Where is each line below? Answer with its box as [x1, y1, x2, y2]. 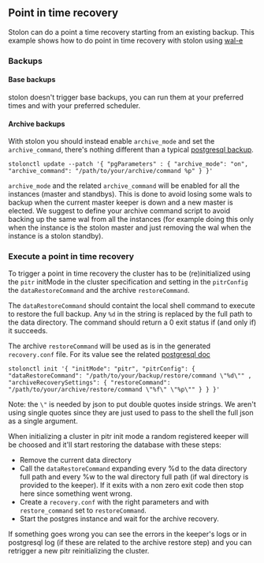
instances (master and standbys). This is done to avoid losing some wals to [8, 190, 252, 199]
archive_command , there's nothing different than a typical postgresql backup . [8, 145, 254, 155]
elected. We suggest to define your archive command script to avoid [8, 206, 231, 216]
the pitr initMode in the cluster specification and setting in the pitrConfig [8, 277, 248, 287]
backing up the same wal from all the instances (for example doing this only [8, 215, 254, 224]
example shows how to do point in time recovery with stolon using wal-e [8, 36, 244, 45]
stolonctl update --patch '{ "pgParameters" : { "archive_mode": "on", [8, 160, 248, 168]
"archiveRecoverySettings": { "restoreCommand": [8, 379, 171, 387]
